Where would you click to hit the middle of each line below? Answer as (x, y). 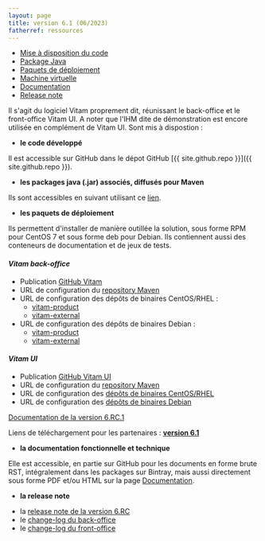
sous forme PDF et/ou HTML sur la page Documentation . (101, 480)
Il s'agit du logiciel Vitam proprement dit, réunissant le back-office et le (124, 111)
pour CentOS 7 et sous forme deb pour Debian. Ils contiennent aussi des (127, 237)
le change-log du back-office (68, 520)
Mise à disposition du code (64, 53)
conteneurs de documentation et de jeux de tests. (90, 245)
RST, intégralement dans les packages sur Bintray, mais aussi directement (129, 472)
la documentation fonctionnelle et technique (95, 448)
